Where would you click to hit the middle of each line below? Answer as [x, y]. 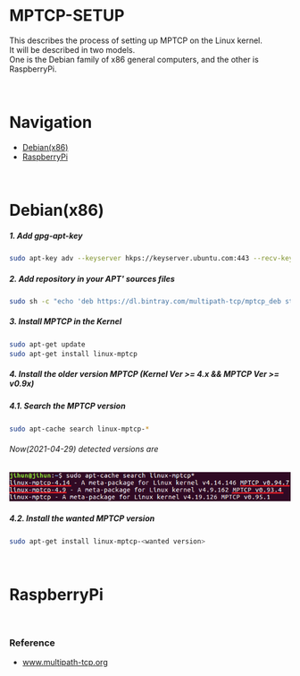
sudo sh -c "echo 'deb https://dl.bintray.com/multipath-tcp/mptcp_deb [145, 301]
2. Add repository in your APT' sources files [92, 278]
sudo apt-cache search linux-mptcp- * [79, 429]
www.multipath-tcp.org [65, 662]
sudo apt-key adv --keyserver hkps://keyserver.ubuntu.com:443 [129, 259]
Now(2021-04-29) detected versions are [84, 449]
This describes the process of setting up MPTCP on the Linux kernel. [136, 40]
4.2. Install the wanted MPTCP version [82, 518]
